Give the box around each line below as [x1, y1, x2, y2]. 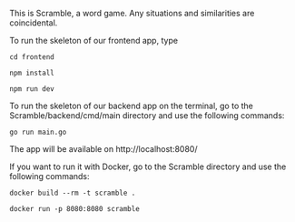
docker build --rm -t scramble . [9, 188, 136, 197]
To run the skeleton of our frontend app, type [9, 35, 179, 45]
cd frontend [9, 53, 54, 62]
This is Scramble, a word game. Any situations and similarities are [9, 8, 255, 18]
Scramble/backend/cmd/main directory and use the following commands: [9, 110, 285, 121]
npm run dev [9, 85, 54, 94]
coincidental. [9, 17, 58, 28]
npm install [9, 68, 54, 77]
